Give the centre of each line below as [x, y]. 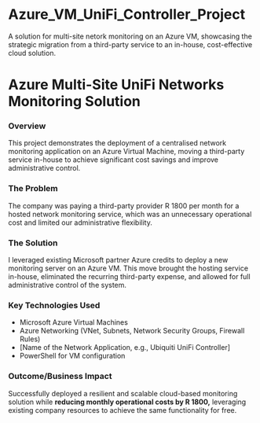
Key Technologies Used [54, 305]
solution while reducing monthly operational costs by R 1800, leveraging [127, 402]
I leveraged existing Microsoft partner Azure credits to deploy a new [118, 260]
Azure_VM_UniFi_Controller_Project [127, 15]
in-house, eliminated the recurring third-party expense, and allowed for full [129, 277]
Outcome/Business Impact [60, 377]
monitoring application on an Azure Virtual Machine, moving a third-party [126, 152]
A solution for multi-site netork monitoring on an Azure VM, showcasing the [130, 36]
